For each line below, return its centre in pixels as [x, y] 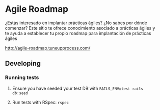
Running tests [22, 77]
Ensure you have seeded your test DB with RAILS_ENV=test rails [78, 88]
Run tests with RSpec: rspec [40, 102]
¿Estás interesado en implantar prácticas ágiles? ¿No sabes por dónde [76, 23]
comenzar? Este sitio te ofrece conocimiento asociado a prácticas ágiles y [80, 28]
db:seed [20, 93]
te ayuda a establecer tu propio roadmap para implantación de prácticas [78, 33]
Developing [23, 63]
